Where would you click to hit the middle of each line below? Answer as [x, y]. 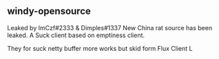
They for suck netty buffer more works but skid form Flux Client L [100, 48]
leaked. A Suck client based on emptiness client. [76, 35]
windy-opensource [49, 11]
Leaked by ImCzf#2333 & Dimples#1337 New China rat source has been [109, 27]
